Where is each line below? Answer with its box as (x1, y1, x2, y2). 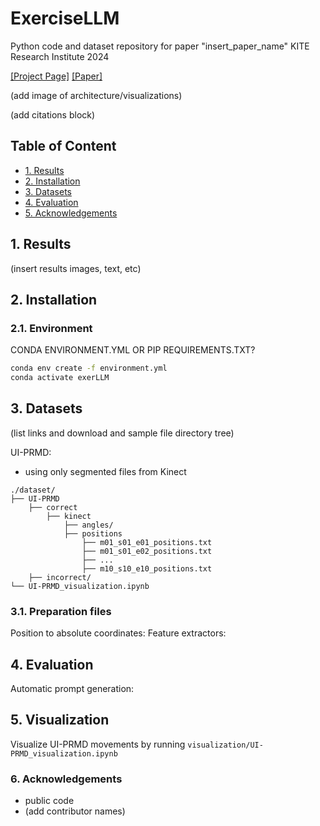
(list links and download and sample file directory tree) (10, 427, 235, 439)
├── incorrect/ (28, 572, 92, 582)
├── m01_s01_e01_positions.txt (81, 537, 213, 547)
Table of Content (10, 138, 117, 155)
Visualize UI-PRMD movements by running (10, 738, 186, 750)
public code (24, 795, 75, 807)
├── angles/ (63, 520, 114, 530)
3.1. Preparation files (10, 604, 112, 618)
